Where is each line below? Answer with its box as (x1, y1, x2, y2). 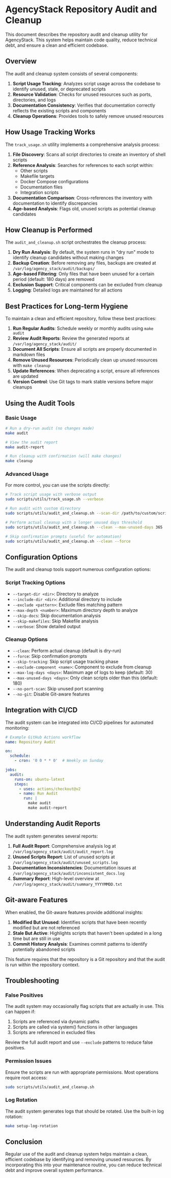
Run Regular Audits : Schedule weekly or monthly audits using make (12, 325, 154, 331)
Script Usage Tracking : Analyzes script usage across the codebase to (12, 80, 161, 86)
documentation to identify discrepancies (12, 200, 98, 206)
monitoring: (5, 725, 30, 731)
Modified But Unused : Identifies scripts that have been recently (12, 919, 147, 925)
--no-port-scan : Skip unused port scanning (12, 685, 104, 691)
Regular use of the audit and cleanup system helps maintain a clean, (5, 1151, 149, 1157)
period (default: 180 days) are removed (12, 276, 95, 282)
